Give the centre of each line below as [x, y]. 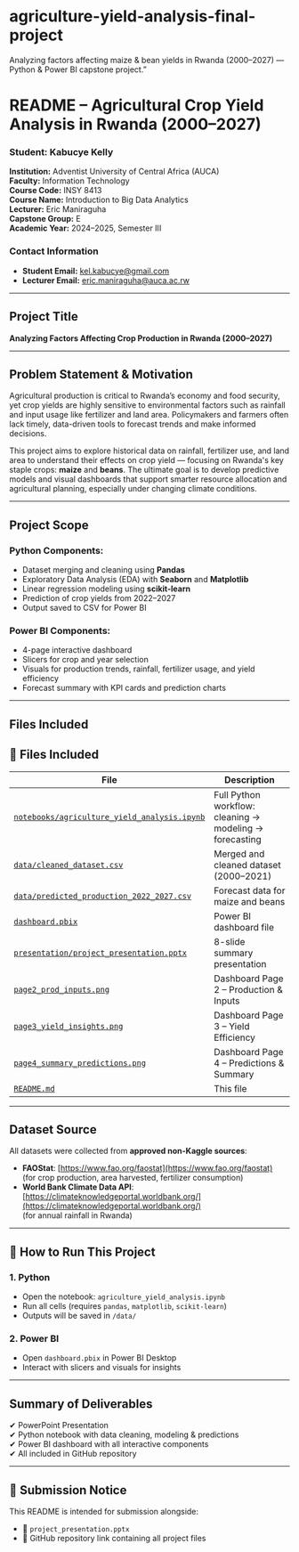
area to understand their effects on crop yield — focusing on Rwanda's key [147, 460]
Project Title [44, 317]
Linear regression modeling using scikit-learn [106, 589]
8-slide [229, 941]
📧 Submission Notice [68, 1490]
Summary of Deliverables [81, 1404]
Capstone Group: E [45, 219]
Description [250, 779]
